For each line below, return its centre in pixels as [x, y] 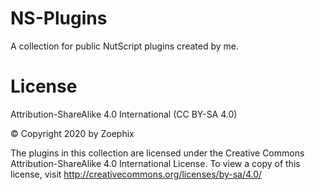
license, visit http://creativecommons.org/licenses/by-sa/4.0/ [136, 174]
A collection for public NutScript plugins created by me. [124, 46]
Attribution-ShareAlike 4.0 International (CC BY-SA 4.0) [124, 114]
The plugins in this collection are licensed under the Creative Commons [157, 153]
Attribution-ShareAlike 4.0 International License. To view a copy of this [155, 163]
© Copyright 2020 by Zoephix [72, 133]
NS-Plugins [59, 18]
